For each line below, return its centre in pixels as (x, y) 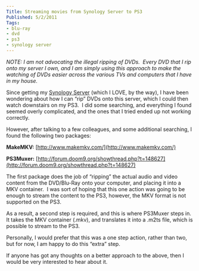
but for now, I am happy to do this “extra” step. (63, 244)
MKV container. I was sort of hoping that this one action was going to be (96, 189)
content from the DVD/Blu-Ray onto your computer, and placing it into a (94, 183)
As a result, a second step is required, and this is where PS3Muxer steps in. (99, 213)
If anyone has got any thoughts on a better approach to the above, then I (95, 255)
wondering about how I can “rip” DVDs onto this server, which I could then (97, 98)
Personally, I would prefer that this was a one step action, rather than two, (97, 237)
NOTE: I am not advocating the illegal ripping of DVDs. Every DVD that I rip (99, 62)
